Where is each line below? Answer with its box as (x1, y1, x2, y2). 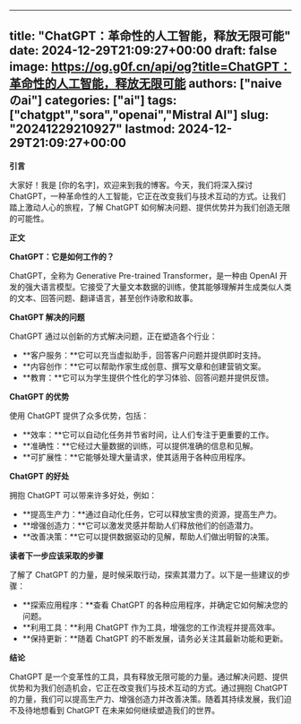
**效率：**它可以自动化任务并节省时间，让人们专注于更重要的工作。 (21, 429, 274, 440)
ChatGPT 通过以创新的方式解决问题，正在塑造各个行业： (9, 331, 218, 341)
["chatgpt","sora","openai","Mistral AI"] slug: (9, 108, 270, 123)
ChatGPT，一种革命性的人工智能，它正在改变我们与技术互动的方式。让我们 (9, 190, 287, 202)
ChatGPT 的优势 (9, 391, 70, 401)
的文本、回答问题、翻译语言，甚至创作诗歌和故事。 (9, 292, 198, 303)
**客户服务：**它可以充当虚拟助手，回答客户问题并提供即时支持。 (21, 349, 266, 360)
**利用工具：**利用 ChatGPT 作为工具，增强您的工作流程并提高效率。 (21, 622, 280, 633)
